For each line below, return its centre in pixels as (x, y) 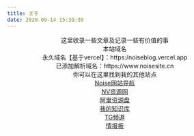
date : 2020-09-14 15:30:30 (45, 20)
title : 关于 (23, 13)
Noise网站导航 (115, 83)
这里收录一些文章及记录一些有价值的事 (115, 40)
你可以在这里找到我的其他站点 (115, 74)
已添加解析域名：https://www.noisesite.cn (115, 66)
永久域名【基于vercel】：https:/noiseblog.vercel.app (115, 57)
